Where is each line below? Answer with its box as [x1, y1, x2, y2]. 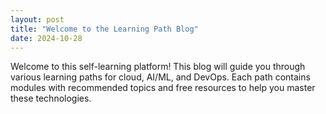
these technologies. [10, 92, 92, 105]
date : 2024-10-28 [10, 33, 83, 43]
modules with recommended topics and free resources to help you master [10, 82, 316, 94]
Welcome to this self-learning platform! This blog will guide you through [10, 61, 306, 73]
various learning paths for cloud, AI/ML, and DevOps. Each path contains [10, 71, 311, 83]
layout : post [10, 14, 65, 25]
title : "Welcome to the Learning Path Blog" [10, 24, 199, 34]
